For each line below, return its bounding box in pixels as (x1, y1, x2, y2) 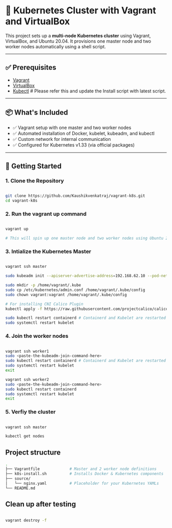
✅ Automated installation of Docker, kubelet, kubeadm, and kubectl (12, 130, 155, 136)
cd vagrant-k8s (5, 198, 38, 204)
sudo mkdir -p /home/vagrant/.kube (5, 283, 81, 288)
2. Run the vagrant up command (5, 210, 87, 217)
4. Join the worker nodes (5, 333, 69, 340)
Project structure (5, 448, 61, 457)
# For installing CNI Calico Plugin (5, 301, 83, 306)
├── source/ (5, 476, 31, 481)
